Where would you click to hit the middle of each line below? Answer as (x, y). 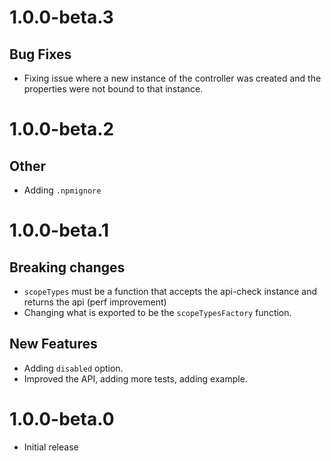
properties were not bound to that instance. (113, 89)
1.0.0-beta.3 (61, 17)
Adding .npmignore (62, 190)
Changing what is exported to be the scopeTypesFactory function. (157, 312)
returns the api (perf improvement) (95, 302)
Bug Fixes (40, 54)
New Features (53, 344)
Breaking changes (67, 267)
